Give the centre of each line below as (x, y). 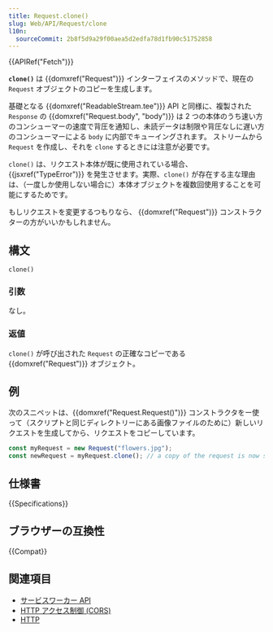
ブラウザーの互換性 (56, 531)
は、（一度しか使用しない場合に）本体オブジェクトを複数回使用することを (131, 185)
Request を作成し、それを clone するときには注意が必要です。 (111, 147)
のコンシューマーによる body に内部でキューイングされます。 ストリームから (136, 137)
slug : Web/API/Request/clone (58, 24)
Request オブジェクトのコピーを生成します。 (82, 89)
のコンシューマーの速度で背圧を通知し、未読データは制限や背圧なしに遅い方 (136, 126)
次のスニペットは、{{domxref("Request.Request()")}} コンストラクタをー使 (134, 413)
